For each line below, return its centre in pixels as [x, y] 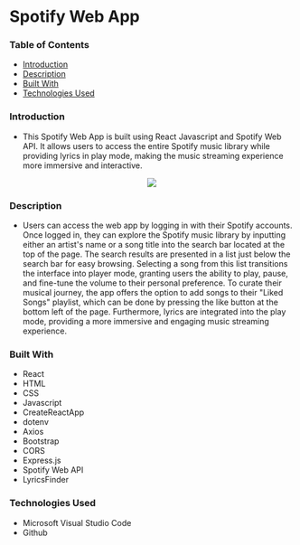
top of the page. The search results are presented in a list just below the [156, 254]
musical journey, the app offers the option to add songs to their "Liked [153, 293]
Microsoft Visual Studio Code [77, 522]
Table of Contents [50, 45]
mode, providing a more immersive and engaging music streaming [145, 322]
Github [35, 532]
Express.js [42, 460]
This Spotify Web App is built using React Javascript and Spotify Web [152, 136]
